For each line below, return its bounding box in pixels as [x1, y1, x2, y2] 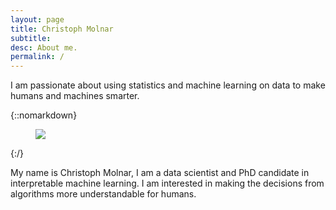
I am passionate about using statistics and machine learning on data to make [10, 79, 326, 91]
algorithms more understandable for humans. [10, 188, 197, 200]
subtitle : [10, 33, 52, 43]
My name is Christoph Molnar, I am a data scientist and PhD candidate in [10, 167, 310, 179]
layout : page [10, 14, 65, 25]
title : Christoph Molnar [10, 24, 114, 34]
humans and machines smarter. [10, 90, 140, 102]
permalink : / [10, 52, 65, 62]
